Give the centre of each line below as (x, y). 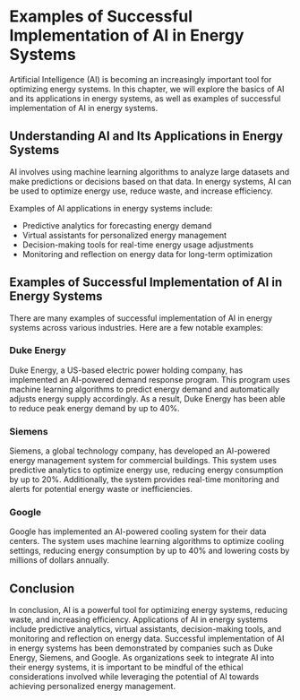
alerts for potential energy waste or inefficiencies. (101, 489)
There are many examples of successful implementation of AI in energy (141, 318)
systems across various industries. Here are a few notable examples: (137, 327)
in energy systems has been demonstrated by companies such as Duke (141, 648)
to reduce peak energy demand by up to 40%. (95, 408)
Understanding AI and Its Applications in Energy (146, 136)
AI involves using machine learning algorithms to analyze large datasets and (150, 171)
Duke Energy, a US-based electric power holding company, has (126, 370)
